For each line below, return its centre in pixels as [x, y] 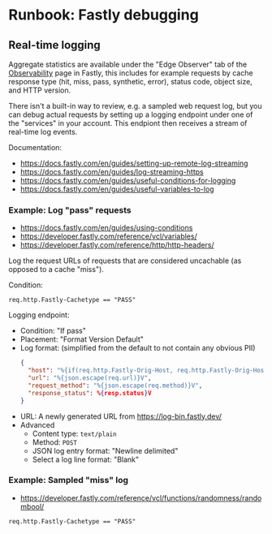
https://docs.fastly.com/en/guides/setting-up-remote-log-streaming [134, 163]
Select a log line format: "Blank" [86, 459]
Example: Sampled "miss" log [68, 480]
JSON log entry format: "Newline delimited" [105, 450]
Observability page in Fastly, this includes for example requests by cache [131, 73]
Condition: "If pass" [53, 331]
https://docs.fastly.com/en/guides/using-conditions [106, 228]
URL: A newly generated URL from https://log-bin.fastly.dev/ [121, 416]
